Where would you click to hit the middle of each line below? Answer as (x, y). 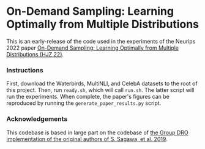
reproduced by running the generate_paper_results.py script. (84, 103)
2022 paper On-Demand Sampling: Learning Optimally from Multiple (93, 48)
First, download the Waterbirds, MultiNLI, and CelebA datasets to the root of (102, 83)
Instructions (25, 70)
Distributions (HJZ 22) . (35, 54)
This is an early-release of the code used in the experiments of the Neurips (101, 41)
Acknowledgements (37, 119)
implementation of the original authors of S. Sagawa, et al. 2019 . (87, 139)
